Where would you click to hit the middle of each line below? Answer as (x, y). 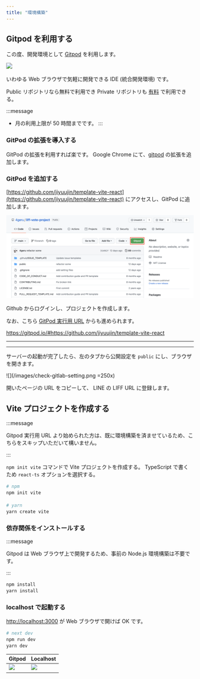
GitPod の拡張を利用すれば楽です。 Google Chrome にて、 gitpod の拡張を (96, 154)
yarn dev (17, 646)
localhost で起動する (36, 607)
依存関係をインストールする (46, 528)
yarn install (22, 591)
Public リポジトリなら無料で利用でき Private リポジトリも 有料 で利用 (91, 92)
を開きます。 (22, 364)
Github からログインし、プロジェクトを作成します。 (70, 309)
